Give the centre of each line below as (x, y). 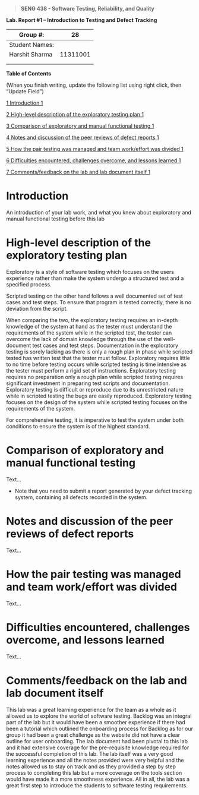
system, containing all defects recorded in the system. (81, 497)
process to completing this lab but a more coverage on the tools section (94, 772)
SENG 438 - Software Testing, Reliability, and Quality (87, 9)
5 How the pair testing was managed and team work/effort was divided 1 (95, 149)
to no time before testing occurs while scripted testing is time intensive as (97, 364)
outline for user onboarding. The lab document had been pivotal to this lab (97, 741)
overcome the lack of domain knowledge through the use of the (84, 339)
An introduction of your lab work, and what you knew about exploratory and (99, 212)
